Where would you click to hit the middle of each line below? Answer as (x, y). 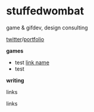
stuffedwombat (45, 11)
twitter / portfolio (25, 39)
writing (15, 80)
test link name (32, 62)
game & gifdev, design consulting (47, 28)
